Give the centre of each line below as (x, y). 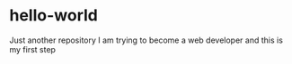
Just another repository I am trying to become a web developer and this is (146, 40)
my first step (33, 49)
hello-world (54, 16)
